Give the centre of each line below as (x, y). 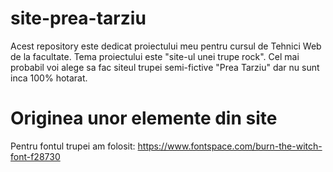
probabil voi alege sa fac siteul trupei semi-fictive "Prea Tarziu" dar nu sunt (165, 67)
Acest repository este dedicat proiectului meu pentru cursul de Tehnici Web (166, 46)
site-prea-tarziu (78, 18)
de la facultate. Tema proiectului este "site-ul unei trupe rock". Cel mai (155, 56)
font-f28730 (35, 156)
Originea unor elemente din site (144, 118)
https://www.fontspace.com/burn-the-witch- (230, 146)
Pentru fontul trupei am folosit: (73, 146)
